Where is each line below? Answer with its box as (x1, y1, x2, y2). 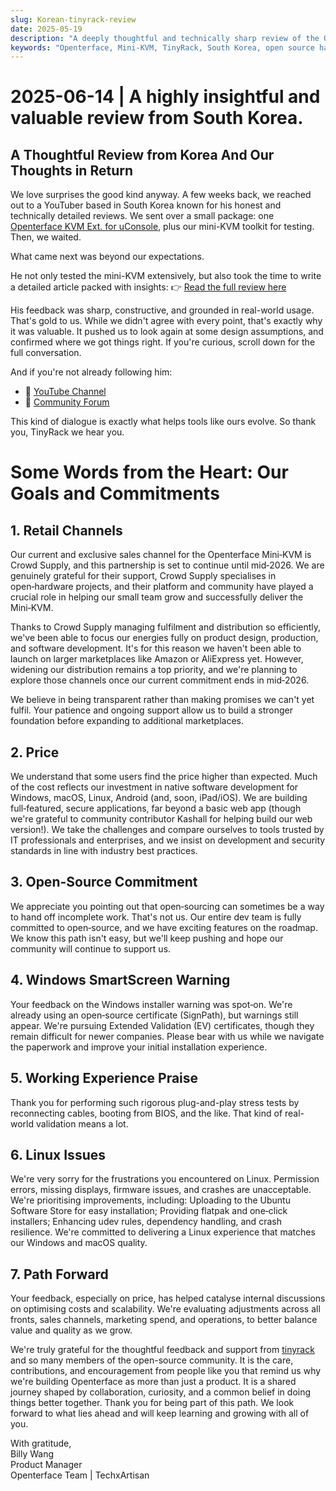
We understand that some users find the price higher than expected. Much (10, 771, 318, 783)
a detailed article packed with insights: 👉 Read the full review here (10, 281, 287, 293)
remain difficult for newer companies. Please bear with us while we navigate (10, 1030, 325, 1042)
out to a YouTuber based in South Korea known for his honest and (10, 199, 282, 211)
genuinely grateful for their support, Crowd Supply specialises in (10, 570, 277, 582)
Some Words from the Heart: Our (10, 461, 289, 484)
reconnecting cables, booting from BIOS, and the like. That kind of (10, 1107, 283, 1119)
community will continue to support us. (10, 942, 172, 955)
